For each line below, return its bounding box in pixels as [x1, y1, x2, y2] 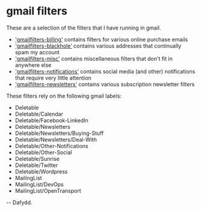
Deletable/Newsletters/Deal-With [14, 136, 97, 143]
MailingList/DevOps [14, 181, 64, 188]
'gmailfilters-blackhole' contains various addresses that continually [14, 42, 182, 49]
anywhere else [14, 61, 52, 69]
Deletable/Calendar [14, 110, 63, 117]
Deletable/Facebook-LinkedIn [14, 116, 88, 124]
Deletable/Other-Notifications [14, 142, 88, 149]
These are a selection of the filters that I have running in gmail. [6, 24, 161, 31]
